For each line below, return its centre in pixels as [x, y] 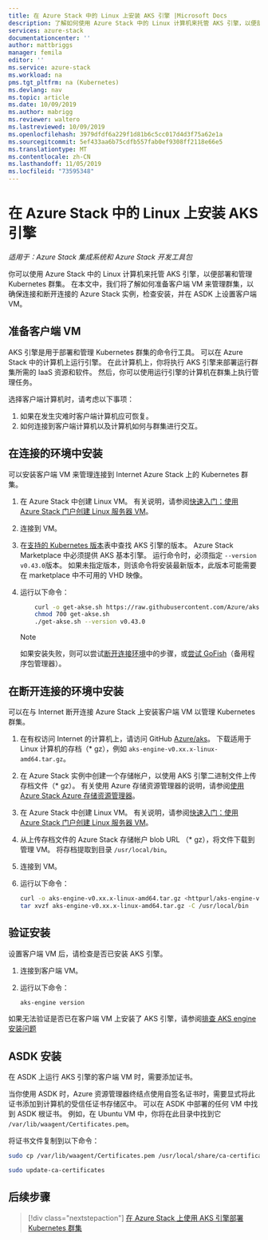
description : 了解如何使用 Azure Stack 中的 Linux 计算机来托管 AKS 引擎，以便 [132, 23]
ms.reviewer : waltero [44, 120]
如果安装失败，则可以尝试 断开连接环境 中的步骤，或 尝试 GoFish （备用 [134, 654]
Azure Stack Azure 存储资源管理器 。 [79, 796]
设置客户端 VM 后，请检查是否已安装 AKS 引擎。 [88, 954]
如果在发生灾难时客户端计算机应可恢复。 [86, 416]
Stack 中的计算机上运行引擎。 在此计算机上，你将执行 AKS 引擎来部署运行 [130, 362]
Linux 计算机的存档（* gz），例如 [73, 748]
